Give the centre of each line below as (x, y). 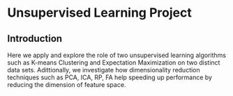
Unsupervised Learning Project (99, 13)
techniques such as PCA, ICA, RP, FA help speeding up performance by (110, 77)
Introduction (35, 39)
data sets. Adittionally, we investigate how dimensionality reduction (104, 70)
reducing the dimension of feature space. (67, 85)
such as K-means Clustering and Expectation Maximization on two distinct (114, 63)
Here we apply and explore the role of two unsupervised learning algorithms (117, 55)
